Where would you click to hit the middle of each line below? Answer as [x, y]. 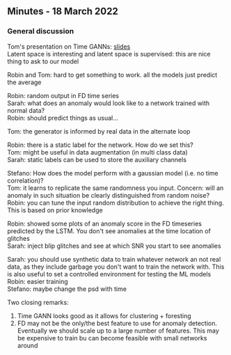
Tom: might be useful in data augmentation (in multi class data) [97, 152]
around [27, 345]
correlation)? [25, 180]
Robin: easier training [38, 281]
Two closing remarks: [38, 302]
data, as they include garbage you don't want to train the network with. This [116, 267]
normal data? [26, 110]
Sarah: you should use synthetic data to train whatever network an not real [114, 259]
